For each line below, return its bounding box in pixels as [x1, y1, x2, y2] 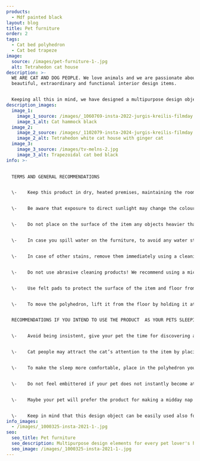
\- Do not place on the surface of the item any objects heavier [11, 221, 185, 228]
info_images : [6, 418, 39, 424]
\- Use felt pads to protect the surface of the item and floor [11, 285, 183, 291]
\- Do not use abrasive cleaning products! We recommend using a [11, 269, 185, 275]
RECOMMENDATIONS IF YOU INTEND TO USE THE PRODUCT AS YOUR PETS [11, 317, 177, 323]
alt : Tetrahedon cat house [11, 64, 79, 70]
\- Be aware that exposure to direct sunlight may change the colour [11, 206, 196, 212]
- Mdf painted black [11, 14, 62, 20]
